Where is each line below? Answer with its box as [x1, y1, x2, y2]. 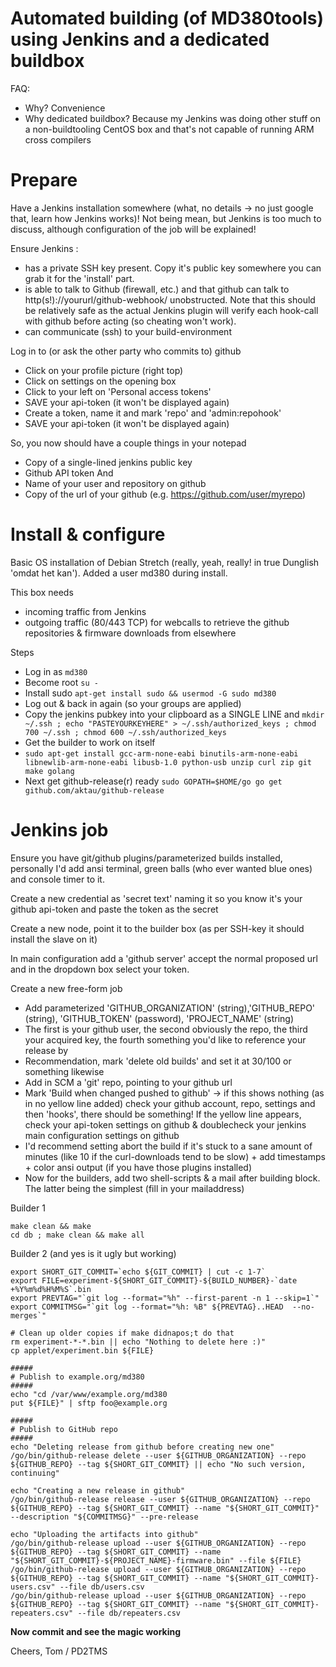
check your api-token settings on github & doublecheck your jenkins [24, 1118, 307, 1131]
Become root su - [24, 676, 99, 688]
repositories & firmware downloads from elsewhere [24, 627, 237, 639]
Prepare [10, 169, 78, 192]
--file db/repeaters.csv [77, 1608, 182, 1618]
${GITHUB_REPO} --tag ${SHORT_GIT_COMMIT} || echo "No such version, [10, 1459, 307, 1469]
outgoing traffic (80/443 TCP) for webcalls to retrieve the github [24, 616, 290, 628]
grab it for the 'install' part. [24, 272, 135, 284]
